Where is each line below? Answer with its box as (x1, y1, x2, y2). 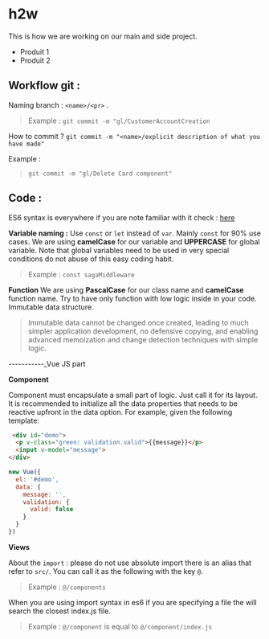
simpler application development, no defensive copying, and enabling (27, 326, 259, 336)
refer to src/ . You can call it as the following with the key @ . (8, 566, 203, 576)
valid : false (29, 506, 74, 514)
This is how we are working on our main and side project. (8, 31, 198, 41)
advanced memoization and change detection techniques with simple (27, 334, 259, 344)
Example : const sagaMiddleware (27, 269, 135, 279)
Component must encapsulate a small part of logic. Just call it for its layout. (8, 390, 259, 399)
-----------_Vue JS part (8, 358, 86, 368)
